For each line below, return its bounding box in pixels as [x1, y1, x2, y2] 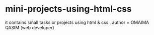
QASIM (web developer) [5, 24, 55, 30]
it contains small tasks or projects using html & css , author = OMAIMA [5, 19, 149, 25]
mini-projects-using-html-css [5, 3, 132, 15]
